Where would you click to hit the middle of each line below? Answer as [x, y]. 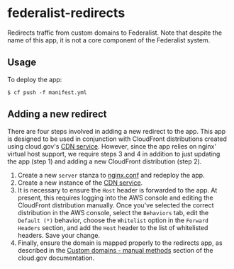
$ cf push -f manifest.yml [47, 92]
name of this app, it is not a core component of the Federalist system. [109, 40]
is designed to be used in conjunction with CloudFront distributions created [117, 139]
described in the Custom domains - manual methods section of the [116, 250]
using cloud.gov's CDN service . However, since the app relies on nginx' [112, 146]
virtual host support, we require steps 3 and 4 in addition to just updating [114, 154]
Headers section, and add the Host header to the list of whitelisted [113, 227]
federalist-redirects [66, 13]
